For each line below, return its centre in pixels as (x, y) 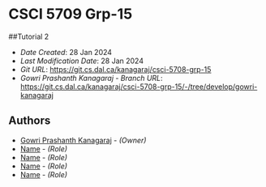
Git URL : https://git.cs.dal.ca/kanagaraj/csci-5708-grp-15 (116, 69)
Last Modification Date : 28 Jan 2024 (82, 61)
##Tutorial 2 (29, 36)
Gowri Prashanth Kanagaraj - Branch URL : (92, 78)
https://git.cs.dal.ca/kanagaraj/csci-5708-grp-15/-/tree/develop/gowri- (139, 87)
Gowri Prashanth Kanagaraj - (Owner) (83, 140)
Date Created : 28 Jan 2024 (66, 52)
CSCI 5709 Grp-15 (71, 14)
